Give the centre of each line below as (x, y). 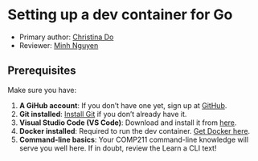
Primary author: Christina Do (66, 37)
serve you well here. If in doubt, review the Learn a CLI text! (118, 148)
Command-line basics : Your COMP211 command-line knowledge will (134, 139)
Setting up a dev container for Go (120, 15)
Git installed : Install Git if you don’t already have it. (103, 114)
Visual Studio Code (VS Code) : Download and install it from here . (128, 123)
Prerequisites (42, 71)
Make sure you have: (42, 90)
